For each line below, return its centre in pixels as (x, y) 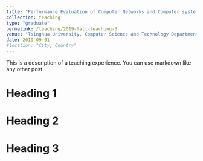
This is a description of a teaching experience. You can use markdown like (99, 62)
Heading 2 (33, 121)
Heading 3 (33, 149)
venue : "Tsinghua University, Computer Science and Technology (88, 34)
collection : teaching (34, 17)
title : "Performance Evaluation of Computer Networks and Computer (93, 12)
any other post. (25, 69)
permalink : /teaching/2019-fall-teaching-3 (62, 29)
